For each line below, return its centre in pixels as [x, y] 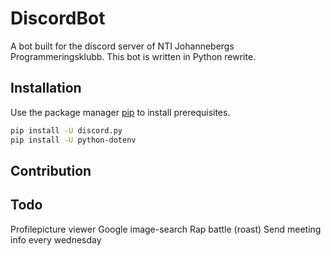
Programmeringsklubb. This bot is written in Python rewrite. [133, 56]
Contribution [51, 170]
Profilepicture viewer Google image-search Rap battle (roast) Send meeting [166, 229]
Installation [46, 88]
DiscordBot [58, 18]
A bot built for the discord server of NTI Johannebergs [122, 46]
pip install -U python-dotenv [73, 140]
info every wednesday [56, 239]
